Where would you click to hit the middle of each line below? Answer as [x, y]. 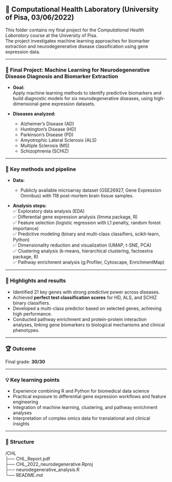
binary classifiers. [31, 303]
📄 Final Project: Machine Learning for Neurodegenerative [78, 70]
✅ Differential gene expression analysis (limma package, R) [75, 217]
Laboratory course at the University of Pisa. [51, 35]
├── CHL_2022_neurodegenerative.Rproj [49, 464]
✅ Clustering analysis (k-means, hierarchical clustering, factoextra [83, 251]
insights [21, 424]
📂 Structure [20, 442]
